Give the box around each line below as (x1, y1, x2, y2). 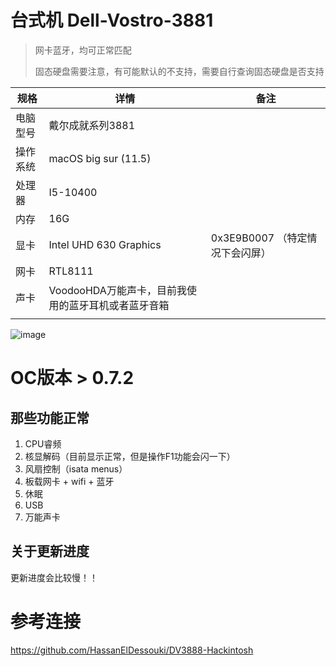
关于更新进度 (10, 543, 90, 560)
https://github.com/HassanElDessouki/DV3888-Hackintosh (10, 644, 254, 656)
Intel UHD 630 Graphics (48, 237, 162, 251)
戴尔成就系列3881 (48, 118, 136, 132)
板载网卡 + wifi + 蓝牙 (24, 475, 115, 487)
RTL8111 (48, 264, 94, 278)
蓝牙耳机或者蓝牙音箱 (68, 298, 170, 312)
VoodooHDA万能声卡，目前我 (48, 283, 187, 297)
